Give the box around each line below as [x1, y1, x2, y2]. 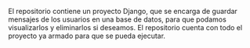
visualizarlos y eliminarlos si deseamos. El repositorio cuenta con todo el [8, 23, 243, 32]
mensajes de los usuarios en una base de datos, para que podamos [8, 15, 227, 24]
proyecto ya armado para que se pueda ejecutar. [8, 31, 166, 40]
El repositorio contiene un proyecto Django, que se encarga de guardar [8, 7, 237, 15]
